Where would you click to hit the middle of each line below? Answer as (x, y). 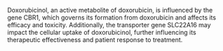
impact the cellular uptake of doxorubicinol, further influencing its (102, 32)
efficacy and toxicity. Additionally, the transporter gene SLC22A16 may (109, 25)
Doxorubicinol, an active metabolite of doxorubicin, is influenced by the (110, 10)
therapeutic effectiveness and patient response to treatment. (95, 40)
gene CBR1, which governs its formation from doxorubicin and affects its (111, 17)
